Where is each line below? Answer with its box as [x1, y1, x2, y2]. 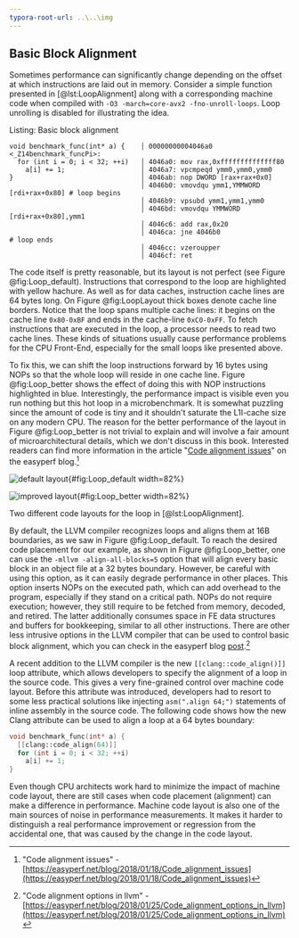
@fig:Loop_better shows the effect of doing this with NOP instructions [9, 379, 266, 390]
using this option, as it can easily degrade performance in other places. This [9, 572, 288, 584]
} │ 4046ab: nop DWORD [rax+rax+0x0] [9, 173, 273, 183]
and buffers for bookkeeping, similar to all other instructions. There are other [9, 621, 290, 631]
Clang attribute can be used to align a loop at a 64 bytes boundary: [9, 714, 255, 725]
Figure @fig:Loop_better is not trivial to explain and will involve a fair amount [9, 426, 289, 437]
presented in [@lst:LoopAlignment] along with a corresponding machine [9, 88, 273, 99]
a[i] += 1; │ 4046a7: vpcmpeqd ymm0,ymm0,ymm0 [25, 166, 273, 175]
